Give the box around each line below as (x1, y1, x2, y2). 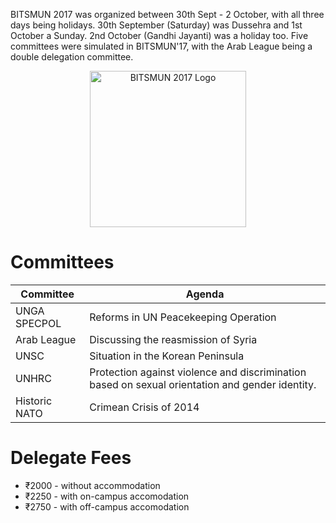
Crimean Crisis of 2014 (89, 400, 200, 414)
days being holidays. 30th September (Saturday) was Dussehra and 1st (10, 19, 303, 31)
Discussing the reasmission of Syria (89, 332, 258, 346)
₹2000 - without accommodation (24, 479, 161, 491)
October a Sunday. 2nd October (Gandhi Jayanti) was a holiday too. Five (10, 30, 309, 41)
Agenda (185, 287, 225, 301)
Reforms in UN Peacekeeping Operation (89, 310, 277, 324)
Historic (15, 394, 53, 408)
